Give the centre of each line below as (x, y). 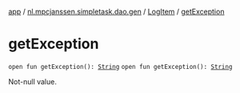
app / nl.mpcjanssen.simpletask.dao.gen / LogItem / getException (116, 12)
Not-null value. (33, 81)
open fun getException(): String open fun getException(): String (120, 67)
